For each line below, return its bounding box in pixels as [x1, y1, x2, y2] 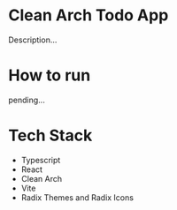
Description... [8, 34, 58, 45]
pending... [8, 94, 45, 105]
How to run [8, 65, 91, 86]
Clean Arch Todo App [8, 5, 169, 26]
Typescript [20, 154, 61, 165]
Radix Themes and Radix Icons [20, 191, 135, 203]
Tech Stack [8, 125, 93, 146]
